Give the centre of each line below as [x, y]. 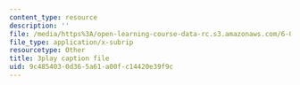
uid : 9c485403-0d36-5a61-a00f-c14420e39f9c [92, 67]
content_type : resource [54, 17]
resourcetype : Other [48, 50]
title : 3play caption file [59, 58]
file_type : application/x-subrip [71, 42]
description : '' [39, 26]
